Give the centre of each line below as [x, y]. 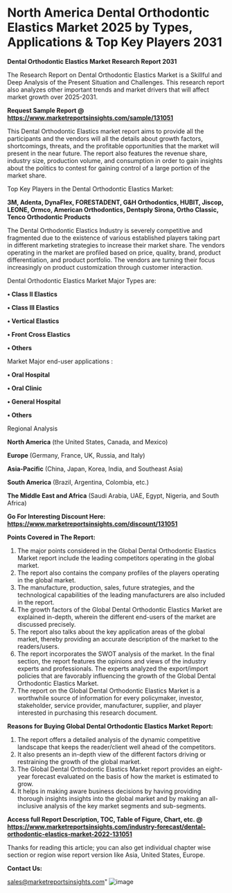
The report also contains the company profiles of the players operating [118, 573]
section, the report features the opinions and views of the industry [111, 661]
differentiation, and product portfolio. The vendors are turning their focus [111, 260]
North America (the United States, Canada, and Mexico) [88, 442]
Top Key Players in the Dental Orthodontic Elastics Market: [90, 189]
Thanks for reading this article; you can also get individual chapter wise [109, 847]
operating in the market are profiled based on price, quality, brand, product [114, 252]
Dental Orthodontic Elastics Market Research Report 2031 [92, 61]
